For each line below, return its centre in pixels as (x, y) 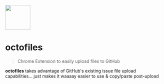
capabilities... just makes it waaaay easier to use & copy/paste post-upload (82, 76)
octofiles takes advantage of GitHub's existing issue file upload (71, 71)
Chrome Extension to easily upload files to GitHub (68, 61)
